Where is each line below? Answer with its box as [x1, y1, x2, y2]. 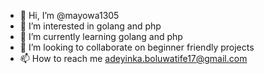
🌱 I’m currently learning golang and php [19, 31, 183, 42]
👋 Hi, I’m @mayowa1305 [19, 10, 120, 21]
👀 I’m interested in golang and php [19, 20, 162, 32]
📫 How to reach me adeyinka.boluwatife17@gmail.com [19, 53, 248, 64]
